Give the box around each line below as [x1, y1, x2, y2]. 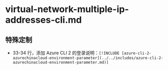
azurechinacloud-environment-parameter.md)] [12, 60, 109, 65]
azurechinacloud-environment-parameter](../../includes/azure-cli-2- [12, 55, 164, 60]
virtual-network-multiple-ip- [5, 4, 129, 15]
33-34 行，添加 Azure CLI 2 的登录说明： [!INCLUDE [12, 50, 120, 56]
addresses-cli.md [5, 14, 82, 26]
